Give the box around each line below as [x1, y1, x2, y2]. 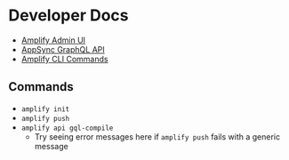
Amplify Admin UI [20, 35, 86, 45]
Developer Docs [8, 5, 130, 26]
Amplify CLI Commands [20, 53, 108, 64]
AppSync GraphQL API [20, 44, 106, 54]
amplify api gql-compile [20, 124, 114, 132]
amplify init [20, 104, 70, 114]
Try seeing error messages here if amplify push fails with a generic [34, 131, 281, 142]
